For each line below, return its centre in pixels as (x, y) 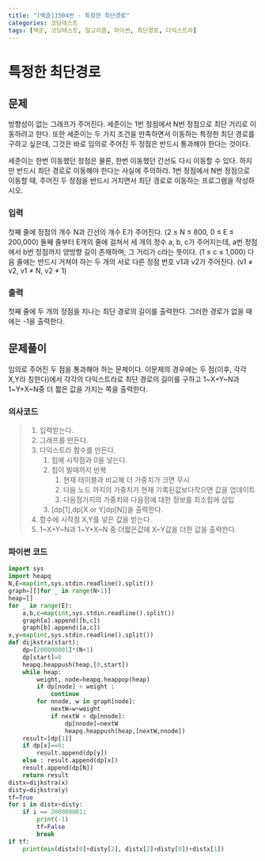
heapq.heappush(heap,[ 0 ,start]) (76, 664)
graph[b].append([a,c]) (62, 628)
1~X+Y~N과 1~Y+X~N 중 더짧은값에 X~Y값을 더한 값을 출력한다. (138, 530)
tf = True (21, 798)
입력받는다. (57, 430)
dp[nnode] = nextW (91, 723)
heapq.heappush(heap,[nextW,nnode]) (125, 731)
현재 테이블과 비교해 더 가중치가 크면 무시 (126, 480)
